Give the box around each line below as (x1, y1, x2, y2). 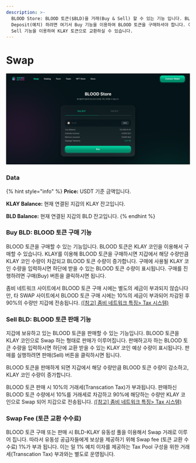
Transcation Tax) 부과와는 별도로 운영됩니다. (12, 451, 116, 458)
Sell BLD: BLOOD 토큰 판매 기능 (6, 315, 92, 323)
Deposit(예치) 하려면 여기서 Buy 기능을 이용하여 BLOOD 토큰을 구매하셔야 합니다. (11, 22, 186, 27)
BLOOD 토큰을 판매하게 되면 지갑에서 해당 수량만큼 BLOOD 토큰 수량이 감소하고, (6, 364, 189, 371)
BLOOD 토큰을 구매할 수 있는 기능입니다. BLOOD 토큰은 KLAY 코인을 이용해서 (6, 243, 183, 250)
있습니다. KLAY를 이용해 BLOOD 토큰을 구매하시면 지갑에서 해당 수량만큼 (23, 250, 189, 257)
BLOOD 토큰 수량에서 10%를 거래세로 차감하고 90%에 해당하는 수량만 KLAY (6, 391, 180, 398)
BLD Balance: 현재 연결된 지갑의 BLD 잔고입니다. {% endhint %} (6, 212, 156, 219)
